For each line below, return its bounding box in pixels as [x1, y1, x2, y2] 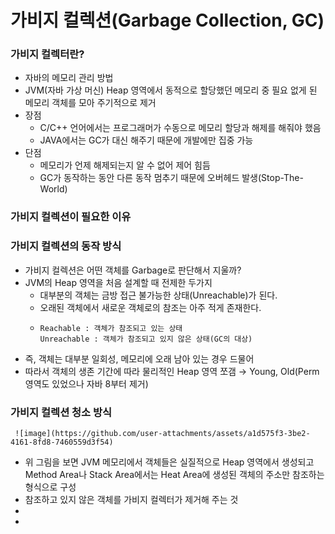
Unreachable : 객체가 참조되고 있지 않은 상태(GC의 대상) [39, 334, 253, 344]
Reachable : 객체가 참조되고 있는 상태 [39, 323, 183, 333]
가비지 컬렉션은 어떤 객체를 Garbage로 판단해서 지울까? [24, 264, 242, 276]
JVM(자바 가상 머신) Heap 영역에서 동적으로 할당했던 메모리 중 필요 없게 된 [24, 84, 318, 96]
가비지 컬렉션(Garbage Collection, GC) [10, 9, 325, 32]
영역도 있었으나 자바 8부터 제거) [24, 377, 149, 390]
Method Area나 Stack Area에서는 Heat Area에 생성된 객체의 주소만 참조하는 [24, 469, 325, 480]
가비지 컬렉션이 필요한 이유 [10, 210, 132, 224]
